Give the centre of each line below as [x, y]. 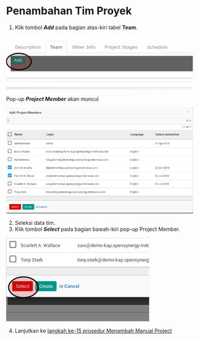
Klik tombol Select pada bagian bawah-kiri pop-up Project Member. [97, 229]
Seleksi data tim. [35, 223]
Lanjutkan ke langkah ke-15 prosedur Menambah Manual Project [93, 331]
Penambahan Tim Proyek [69, 11]
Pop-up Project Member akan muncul [52, 98]
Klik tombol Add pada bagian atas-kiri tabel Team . [76, 27]
